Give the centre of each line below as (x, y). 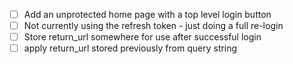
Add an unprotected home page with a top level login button (147, 14)
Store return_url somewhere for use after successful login (142, 37)
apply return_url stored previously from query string (130, 48)
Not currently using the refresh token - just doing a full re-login (153, 26)
